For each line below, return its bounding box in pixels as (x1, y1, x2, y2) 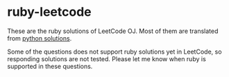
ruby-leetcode (7, 4, 92, 20)
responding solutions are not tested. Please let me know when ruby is (7, 54, 206, 63)
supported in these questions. (7, 62, 93, 70)
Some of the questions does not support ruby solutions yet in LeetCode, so (7, 47, 222, 56)
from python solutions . (7, 34, 72, 42)
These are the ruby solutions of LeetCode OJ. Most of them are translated (7, 27, 219, 35)
